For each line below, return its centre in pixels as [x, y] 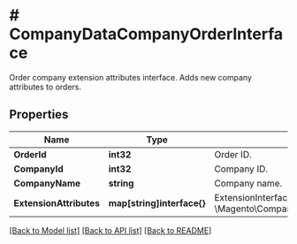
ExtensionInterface [254, 197]
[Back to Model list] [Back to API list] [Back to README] [110, 230]
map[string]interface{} [157, 202]
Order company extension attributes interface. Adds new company [130, 77]
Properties [39, 114]
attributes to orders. [46, 87]
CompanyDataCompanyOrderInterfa [146, 34]
